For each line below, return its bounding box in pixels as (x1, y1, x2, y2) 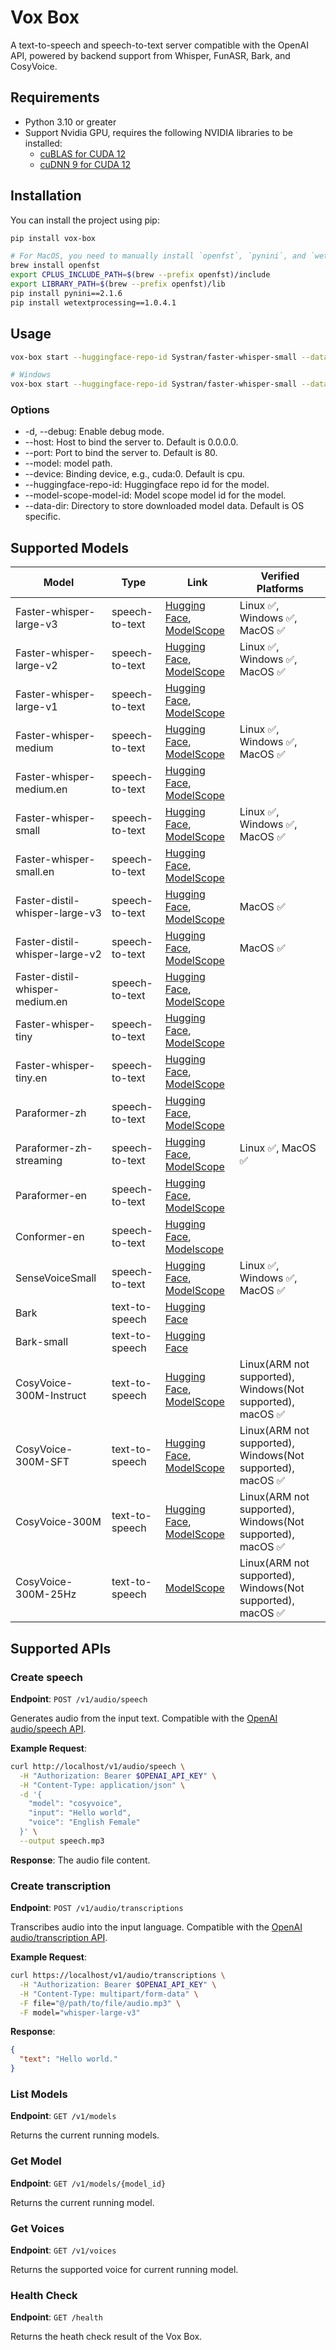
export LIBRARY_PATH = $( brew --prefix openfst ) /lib (10, 279, 226, 290)
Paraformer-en (15, 1189, 88, 1203)
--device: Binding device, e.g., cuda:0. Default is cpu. (24, 468, 246, 480)
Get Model (10, 2154, 62, 2168)
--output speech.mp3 (19, 1836, 105, 1846)
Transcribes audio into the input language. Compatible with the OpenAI (10, 1921, 303, 1933)
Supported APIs (10, 1640, 112, 1657)
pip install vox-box (10, 233, 97, 243)
